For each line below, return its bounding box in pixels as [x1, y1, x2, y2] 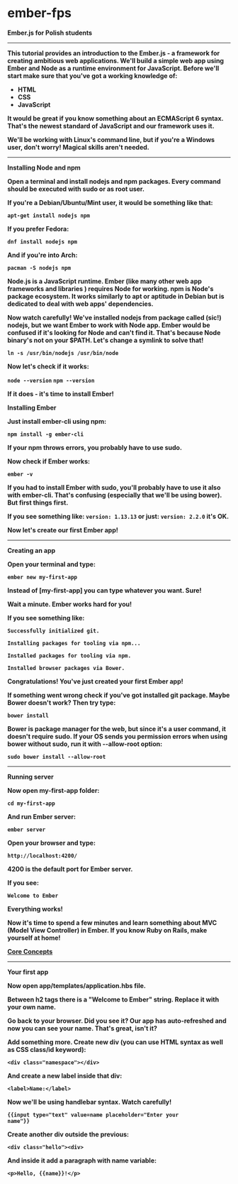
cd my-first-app [7, 800, 55, 807]
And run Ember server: [7, 812, 76, 821]
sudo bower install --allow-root [7, 753, 106, 760]
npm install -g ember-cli [7, 431, 84, 438]
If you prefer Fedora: [7, 224, 69, 233]
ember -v [7, 471, 33, 478]
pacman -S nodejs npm [7, 264, 72, 271]
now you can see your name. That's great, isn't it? [7, 1024, 158, 1032]
